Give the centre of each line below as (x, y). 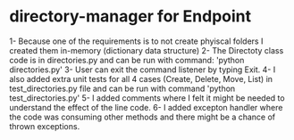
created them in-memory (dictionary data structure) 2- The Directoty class (147, 50)
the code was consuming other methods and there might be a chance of (143, 117)
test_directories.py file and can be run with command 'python (122, 88)
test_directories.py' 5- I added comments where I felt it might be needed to (147, 98)
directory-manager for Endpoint (130, 16)
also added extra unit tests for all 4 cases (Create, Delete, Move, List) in (141, 78)
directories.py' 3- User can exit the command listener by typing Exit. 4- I (143, 70)
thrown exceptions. (45, 126)
